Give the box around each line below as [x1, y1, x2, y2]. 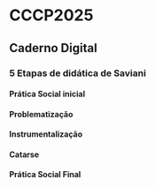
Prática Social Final [9, 169, 81, 180]
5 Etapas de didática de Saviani [9, 67, 146, 79]
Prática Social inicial [9, 89, 86, 100]
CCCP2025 [9, 5, 94, 26]
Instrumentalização [9, 129, 83, 139]
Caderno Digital [9, 41, 97, 56]
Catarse [9, 149, 40, 160]
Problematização [9, 108, 74, 119]
